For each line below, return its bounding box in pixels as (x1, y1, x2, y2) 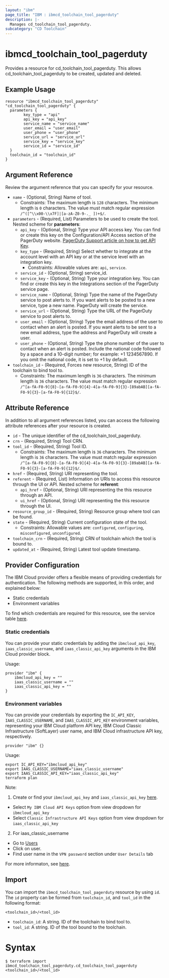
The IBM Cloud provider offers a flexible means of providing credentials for (5, 574, 162, 581)
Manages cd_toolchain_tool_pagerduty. (10, 21, 92, 27)
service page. (20, 286, 49, 292)
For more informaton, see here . (5, 860, 70, 866)
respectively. (5, 733, 32, 739)
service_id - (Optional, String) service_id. (20, 269, 108, 276)
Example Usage (5, 85, 56, 94)
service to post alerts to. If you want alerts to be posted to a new (20, 296, 156, 303)
